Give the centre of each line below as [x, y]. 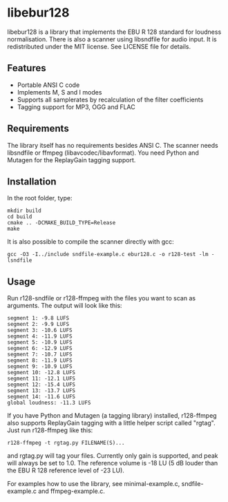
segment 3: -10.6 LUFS [40, 330]
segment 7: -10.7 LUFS [40, 355]
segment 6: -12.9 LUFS [40, 349]
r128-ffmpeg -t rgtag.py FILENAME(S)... [66, 443]
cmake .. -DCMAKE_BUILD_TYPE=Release [61, 223]
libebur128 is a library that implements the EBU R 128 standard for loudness [114, 32]
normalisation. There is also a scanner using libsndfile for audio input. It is [112, 39]
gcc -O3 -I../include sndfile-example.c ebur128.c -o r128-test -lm [108, 254]
